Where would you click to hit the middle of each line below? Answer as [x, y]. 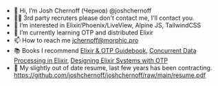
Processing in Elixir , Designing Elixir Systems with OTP [91, 61]
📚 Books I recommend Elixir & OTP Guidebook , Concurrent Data [105, 51]
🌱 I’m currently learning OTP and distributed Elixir [83, 32]
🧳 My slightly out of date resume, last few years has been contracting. [113, 68]
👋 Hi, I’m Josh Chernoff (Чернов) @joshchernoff [83, 11]
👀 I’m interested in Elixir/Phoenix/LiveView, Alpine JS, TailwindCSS [107, 25]
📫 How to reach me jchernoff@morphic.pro [76, 40]
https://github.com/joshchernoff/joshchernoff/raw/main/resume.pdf [110, 75]
